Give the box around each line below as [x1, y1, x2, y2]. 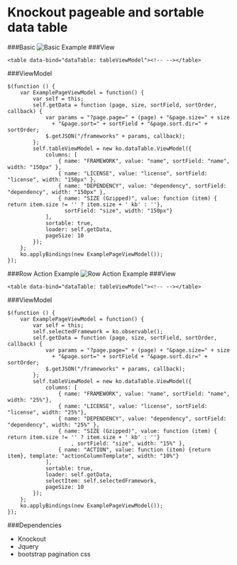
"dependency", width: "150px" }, [7, 188, 106, 195]
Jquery [17, 542, 39, 551]
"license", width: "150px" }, [7, 176, 97, 183]
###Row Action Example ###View [7, 269, 176, 278]
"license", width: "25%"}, [7, 409, 87, 416]
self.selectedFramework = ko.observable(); [33, 328, 163, 335]
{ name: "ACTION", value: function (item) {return [57, 446, 211, 453]
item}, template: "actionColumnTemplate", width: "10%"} [7, 452, 180, 459]
